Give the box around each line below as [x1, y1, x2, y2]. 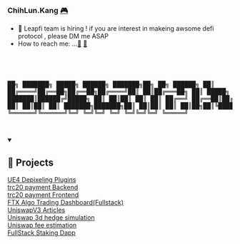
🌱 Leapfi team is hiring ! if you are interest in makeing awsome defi [17, 24, 214, 33]
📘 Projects [7, 156, 54, 168]
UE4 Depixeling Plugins [7, 176, 76, 184]
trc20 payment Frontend [7, 190, 79, 199]
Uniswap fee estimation [7, 221, 77, 230]
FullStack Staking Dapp [7, 228, 76, 237]
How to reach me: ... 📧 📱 [17, 39, 88, 48]
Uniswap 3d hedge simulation [7, 213, 95, 222]
